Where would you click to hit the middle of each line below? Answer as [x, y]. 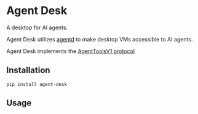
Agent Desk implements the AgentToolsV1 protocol [71, 51]
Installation [28, 70]
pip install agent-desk [37, 84]
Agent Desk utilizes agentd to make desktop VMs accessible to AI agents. [100, 39]
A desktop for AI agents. [37, 27]
